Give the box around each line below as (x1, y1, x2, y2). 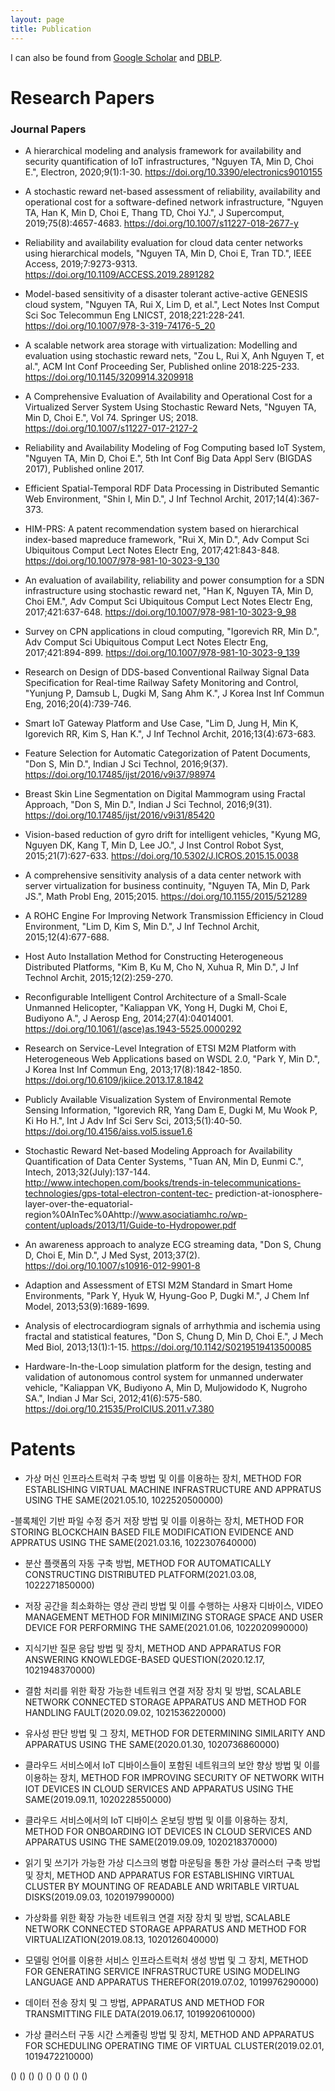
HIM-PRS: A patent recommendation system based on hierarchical (24, 522, 299, 535)
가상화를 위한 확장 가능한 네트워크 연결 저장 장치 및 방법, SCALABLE (24, 1911, 291, 1923)
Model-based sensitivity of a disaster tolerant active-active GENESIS (24, 287, 308, 300)
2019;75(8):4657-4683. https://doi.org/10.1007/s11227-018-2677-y (24, 217, 299, 229)
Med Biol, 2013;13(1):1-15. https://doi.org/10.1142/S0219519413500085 (24, 1341, 312, 1353)
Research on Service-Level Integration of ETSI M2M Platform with (24, 1042, 297, 1054)
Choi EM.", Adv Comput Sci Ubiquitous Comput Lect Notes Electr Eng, (24, 595, 313, 607)
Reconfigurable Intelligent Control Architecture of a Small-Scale (24, 991, 287, 1003)
